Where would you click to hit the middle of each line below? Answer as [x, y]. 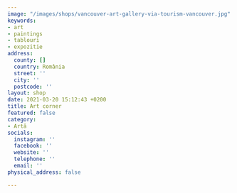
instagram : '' [35, 139]
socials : [20, 133]
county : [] [30, 60]
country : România [39, 67]
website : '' [32, 153]
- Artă [17, 126]
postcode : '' [33, 87]
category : [22, 119]
